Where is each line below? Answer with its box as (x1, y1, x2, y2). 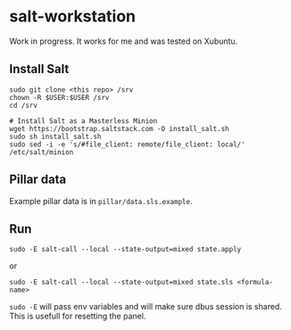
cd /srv (9, 101, 38, 110)
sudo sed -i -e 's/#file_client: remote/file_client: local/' (9, 140, 245, 149)
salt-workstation (9, 6, 137, 27)
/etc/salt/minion (9, 147, 74, 157)
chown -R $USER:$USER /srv (9, 93, 110, 102)
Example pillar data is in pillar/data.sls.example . (9, 195, 193, 206)
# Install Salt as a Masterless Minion (9, 116, 158, 126)
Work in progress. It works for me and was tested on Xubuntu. (9, 36, 238, 46)
